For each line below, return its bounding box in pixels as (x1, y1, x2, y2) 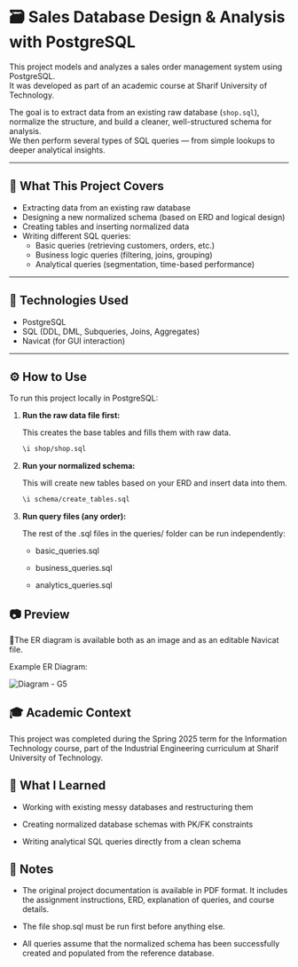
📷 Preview (9, 606, 70, 622)
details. (21, 904, 50, 915)
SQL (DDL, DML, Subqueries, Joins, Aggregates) (21, 326, 200, 337)
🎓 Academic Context (9, 705, 131, 720)
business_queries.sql (35, 563, 113, 574)
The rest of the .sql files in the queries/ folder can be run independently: (21, 528, 286, 539)
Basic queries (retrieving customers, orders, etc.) (35, 240, 216, 250)
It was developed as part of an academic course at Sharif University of (9, 80, 268, 91)
